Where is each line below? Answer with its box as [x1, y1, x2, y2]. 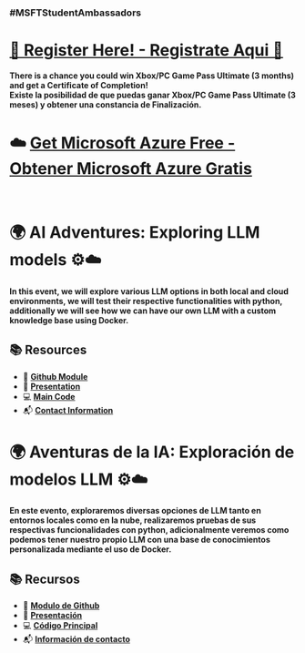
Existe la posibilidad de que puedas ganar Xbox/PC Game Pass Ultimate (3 [9, 89, 296, 100]
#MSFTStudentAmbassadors [9, 6, 142, 19]
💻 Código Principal [22, 620, 98, 631]
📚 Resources [9, 342, 87, 358]
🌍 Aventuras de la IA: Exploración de [9, 442, 295, 462]
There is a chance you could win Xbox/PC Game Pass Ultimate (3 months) [9, 70, 294, 81]
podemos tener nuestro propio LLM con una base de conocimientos [9, 535, 270, 546]
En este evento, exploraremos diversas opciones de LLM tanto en [9, 505, 261, 516]
